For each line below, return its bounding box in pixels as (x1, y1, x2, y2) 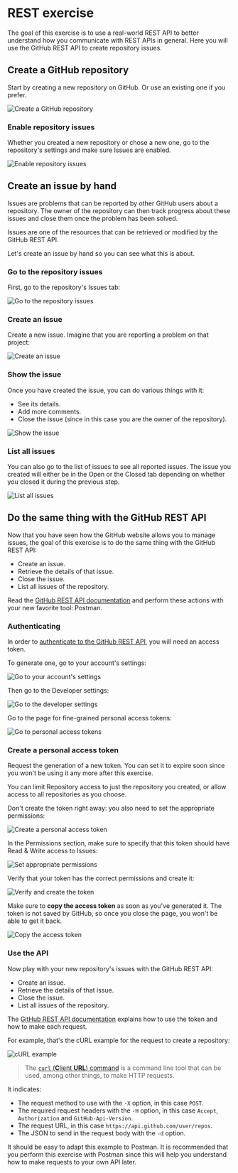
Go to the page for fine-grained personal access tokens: (7, 714, 172, 723)
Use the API (7, 948, 48, 958)
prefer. (7, 90, 27, 99)
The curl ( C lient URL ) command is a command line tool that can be (24, 1064, 222, 1072)
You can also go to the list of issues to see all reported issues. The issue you (7, 463, 231, 471)
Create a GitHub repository (7, 64, 129, 76)
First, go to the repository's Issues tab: (7, 283, 121, 292)
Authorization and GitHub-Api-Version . (17, 1113, 134, 1122)
